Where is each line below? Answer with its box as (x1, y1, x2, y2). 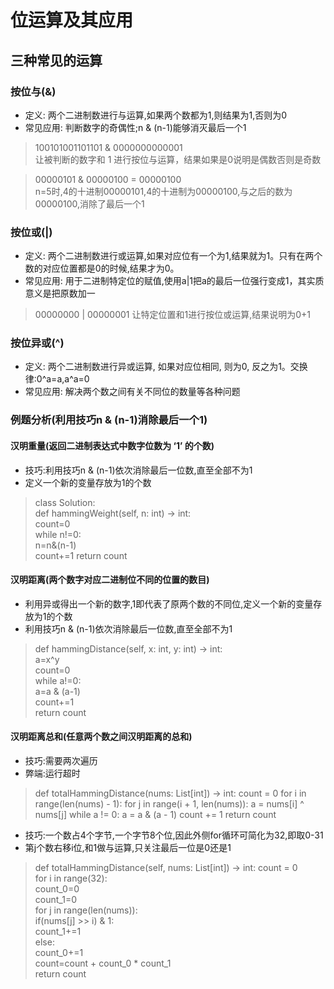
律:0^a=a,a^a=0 (24, 373, 90, 385)
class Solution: (34, 496, 96, 508)
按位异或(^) (10, 336, 65, 350)
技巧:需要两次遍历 (24, 755, 98, 766)
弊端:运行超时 (24, 767, 81, 779)
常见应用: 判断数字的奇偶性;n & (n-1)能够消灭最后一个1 (24, 121, 247, 133)
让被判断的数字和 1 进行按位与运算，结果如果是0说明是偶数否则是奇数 (34, 153, 322, 165)
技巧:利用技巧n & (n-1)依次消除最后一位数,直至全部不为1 (24, 464, 253, 476)
